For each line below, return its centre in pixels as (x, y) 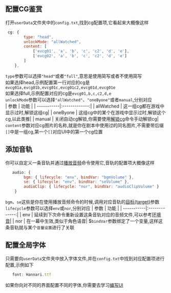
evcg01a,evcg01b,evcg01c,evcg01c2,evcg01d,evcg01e (60, 88)
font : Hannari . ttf (32, 275)
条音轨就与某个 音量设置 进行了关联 (40, 227)
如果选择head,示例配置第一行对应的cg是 (48, 82)
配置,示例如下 (20, 265)
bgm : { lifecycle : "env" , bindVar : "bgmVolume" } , (79, 177)
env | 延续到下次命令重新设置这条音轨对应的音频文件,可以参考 (87, 215)
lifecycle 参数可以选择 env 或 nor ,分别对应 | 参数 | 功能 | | (63, 208)
